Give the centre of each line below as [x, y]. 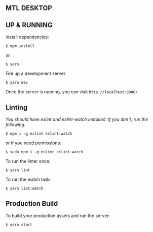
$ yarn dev [17, 83]
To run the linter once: [28, 161]
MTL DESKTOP [29, 8]
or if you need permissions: [33, 143]
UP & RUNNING [29, 25]
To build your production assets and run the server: [58, 216]
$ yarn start [19, 225]
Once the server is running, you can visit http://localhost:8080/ [72, 92]
